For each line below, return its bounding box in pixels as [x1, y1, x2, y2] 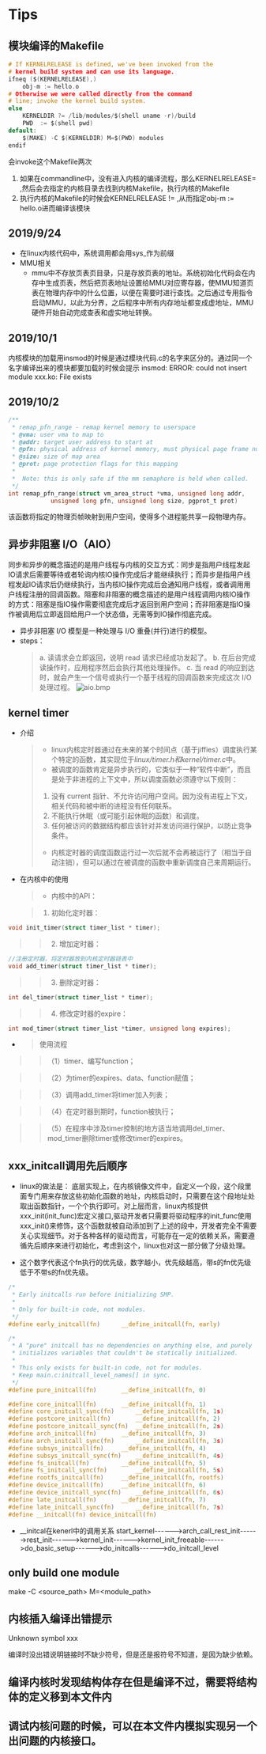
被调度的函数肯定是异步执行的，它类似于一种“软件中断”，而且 [51, 765, 251, 775]
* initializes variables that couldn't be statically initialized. [11, 1349, 238, 1358]
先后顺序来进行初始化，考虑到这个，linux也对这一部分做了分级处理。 [26, 1241, 250, 1251]
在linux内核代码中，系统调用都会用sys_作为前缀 [19, 248, 174, 258]
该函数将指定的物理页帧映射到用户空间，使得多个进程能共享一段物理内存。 [8, 512, 250, 521]
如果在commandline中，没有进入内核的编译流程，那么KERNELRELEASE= [19, 173, 257, 183]
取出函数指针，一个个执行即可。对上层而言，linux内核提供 [19, 1201, 208, 1211]
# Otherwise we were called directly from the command [8, 89, 193, 98]
